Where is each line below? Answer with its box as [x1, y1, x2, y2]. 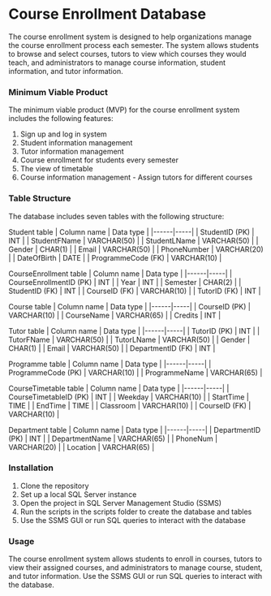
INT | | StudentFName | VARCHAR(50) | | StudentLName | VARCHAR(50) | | [8, 235, 259, 245]
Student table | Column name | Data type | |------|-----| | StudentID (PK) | [8, 227, 255, 236]
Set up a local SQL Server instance [19, 489, 137, 499]
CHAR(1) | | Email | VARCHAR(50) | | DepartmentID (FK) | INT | [8, 343, 216, 353]
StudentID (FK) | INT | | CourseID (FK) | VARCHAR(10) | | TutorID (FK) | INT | [8, 286, 261, 296]
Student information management [19, 138, 133, 148]
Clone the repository [19, 481, 89, 490]
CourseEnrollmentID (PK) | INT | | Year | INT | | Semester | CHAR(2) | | [8, 277, 242, 287]
